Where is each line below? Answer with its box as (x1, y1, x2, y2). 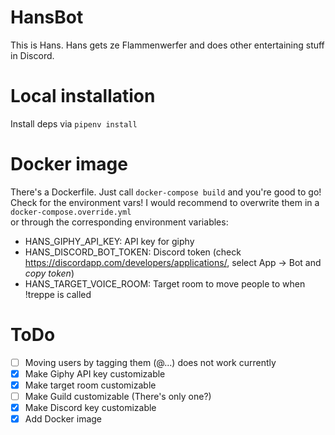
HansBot (10, 6, 84, 29)
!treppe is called (24, 288, 92, 300)
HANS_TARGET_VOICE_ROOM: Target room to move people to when (24, 277, 306, 290)
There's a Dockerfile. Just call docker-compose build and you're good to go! (10, 186, 322, 198)
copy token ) (24, 267, 75, 279)
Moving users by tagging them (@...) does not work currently (24, 356, 277, 368)
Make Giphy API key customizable (24, 367, 166, 380)
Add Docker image (24, 413, 103, 425)
